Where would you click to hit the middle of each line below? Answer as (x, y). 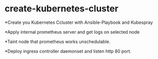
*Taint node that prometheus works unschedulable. (58, 41)
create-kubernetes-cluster (62, 9)
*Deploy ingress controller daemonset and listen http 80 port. (68, 51)
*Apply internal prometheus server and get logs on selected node (72, 32)
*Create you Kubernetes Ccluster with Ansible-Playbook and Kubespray (79, 22)
